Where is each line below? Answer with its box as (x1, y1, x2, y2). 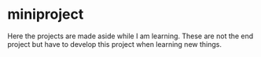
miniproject (7, 5, 84, 23)
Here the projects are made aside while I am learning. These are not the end (7, 31, 254, 41)
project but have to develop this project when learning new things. (7, 39, 222, 48)
